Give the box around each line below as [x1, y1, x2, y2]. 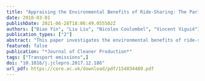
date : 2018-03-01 [6, 15, 51, 21]
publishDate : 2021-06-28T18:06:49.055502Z [6, 20, 116, 26]
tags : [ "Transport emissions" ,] [6, 54, 88, 60]
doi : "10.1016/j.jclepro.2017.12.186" [6, 60, 105, 66]
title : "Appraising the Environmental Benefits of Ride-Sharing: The [6, 9, 187, 15]
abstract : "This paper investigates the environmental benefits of [6, 37, 182, 43]
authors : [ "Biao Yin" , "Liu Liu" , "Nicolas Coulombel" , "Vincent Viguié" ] [6, 26, 201, 32]
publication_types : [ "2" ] [6, 32, 72, 38]
